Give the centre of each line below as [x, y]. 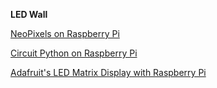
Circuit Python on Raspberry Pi [74, 53]
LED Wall [29, 14]
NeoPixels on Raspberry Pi [65, 33]
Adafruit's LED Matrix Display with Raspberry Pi [108, 72]
